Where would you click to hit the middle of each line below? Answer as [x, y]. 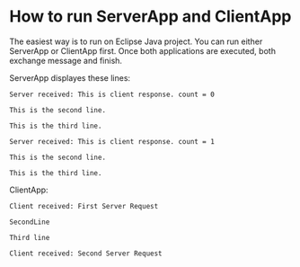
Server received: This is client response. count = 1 [112, 141]
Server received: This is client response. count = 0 [112, 94]
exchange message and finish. [66, 60]
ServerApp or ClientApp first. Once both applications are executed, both [143, 50]
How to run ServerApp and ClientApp [150, 17]
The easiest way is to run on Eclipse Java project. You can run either [136, 41]
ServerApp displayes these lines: [70, 77]
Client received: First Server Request [84, 206]
